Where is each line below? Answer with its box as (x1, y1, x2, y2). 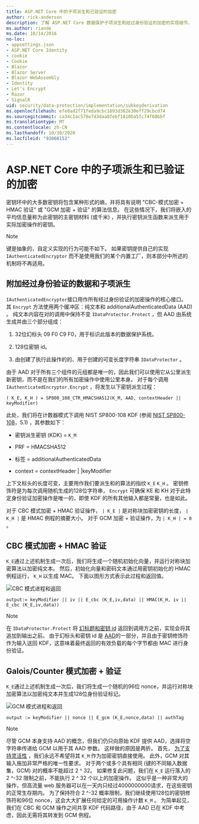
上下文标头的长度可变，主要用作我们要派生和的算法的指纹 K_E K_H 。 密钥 (6, 479, 184, 486)
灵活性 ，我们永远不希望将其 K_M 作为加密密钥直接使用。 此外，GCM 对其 (11, 752, 190, 759)
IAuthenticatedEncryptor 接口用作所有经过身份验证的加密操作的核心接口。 (6, 295, 187, 303)
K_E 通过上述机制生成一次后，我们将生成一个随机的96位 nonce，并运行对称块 (6, 683, 193, 690)
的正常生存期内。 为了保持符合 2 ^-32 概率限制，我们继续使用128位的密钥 (6, 790, 185, 797)
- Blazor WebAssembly (6, 75, 60, 81)
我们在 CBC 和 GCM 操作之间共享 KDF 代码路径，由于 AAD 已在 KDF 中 (6, 804, 179, 812)
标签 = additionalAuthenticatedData (14, 455, 102, 463)
